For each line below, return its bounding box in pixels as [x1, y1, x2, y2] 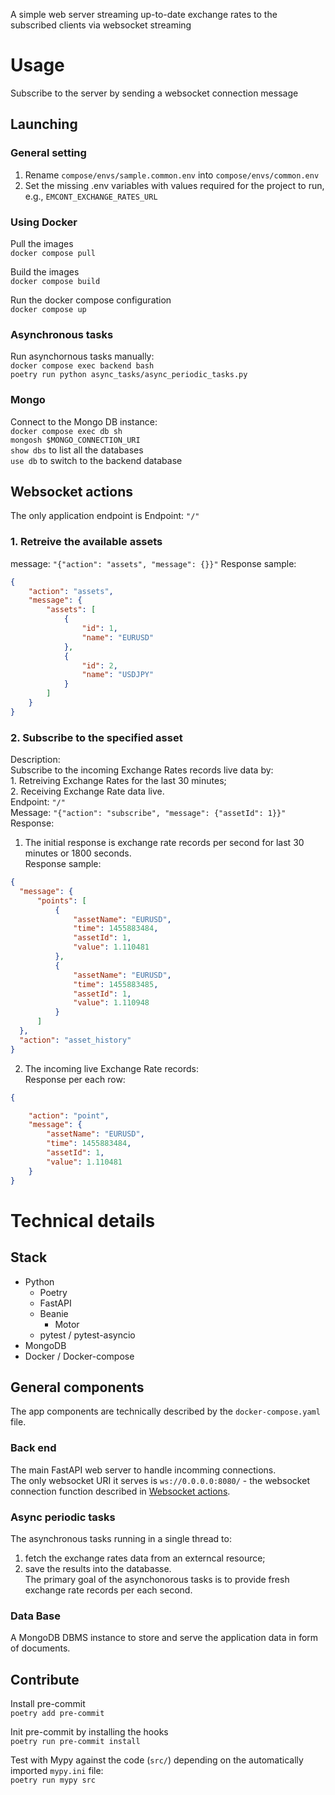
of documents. [10, 1642, 71, 1654]
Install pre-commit [10, 1698, 86, 1710]
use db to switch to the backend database [10, 454, 183, 466]
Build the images [10, 265, 80, 278]
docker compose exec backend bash [10, 361, 155, 371]
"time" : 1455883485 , [73, 979, 159, 989]
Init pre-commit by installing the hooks [10, 1726, 169, 1738]
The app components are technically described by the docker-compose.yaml [10, 1405, 321, 1418]
